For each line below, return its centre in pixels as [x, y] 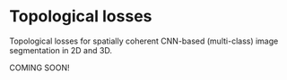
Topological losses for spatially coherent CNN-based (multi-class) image [144, 41]
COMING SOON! [39, 68]
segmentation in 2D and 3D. [61, 50]
